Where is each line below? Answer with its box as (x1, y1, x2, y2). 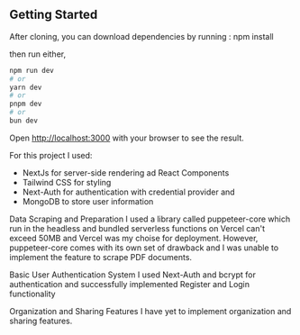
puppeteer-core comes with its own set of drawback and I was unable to (9, 242, 279, 253)
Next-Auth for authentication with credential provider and (22, 186, 236, 197)
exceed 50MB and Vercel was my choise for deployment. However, (9, 232, 259, 243)
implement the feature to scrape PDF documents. (9, 251, 192, 262)
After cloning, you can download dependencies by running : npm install (9, 31, 274, 41)
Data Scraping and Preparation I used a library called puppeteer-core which (9, 213, 291, 224)
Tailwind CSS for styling (22, 177, 112, 187)
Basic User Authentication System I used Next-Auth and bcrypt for (9, 269, 257, 280)
